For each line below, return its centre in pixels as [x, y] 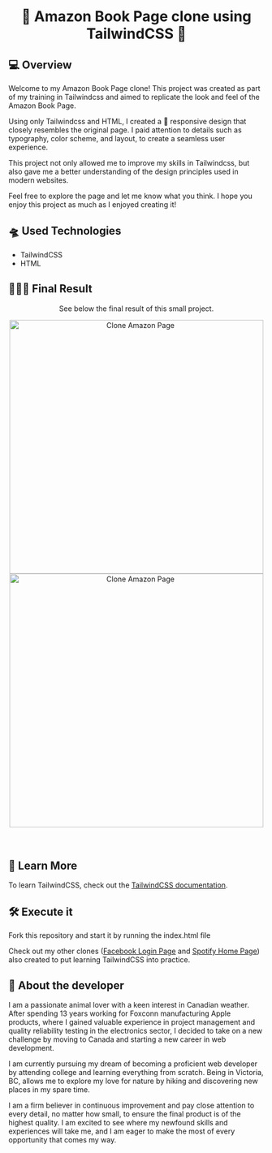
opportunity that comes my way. [63, 1140]
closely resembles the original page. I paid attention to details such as [125, 130]
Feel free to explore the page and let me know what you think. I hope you [131, 196]
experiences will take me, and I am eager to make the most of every [122, 1131]
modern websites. [39, 180]
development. [31, 1048]
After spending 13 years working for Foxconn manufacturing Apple [120, 1013]
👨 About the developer [66, 985]
